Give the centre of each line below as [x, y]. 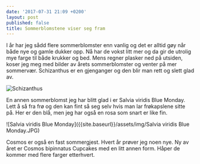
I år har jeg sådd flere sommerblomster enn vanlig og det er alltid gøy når [96, 45]
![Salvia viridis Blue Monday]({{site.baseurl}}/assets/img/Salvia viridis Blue [98, 124]
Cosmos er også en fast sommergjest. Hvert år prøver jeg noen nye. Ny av [98, 142]
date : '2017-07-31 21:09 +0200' [46, 12]
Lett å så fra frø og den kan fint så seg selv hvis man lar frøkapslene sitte [96, 106]
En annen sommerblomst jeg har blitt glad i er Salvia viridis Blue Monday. [96, 100]
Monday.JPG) [23, 131]
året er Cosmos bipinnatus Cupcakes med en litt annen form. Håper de [93, 148]
